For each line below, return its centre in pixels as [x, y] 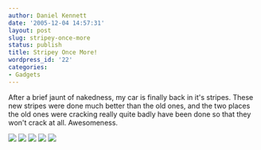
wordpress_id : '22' [41, 60]
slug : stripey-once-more [49, 38]
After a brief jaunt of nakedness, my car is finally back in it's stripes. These [131, 97]
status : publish [35, 45]
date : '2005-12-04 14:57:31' [56, 23]
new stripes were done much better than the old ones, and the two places [129, 106]
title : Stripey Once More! [53, 52]
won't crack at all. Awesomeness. [63, 122]
